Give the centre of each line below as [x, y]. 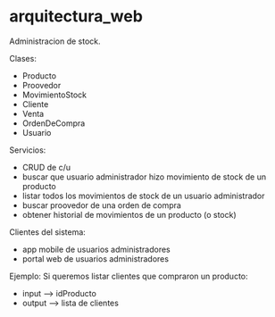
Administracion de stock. [55, 41]
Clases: [23, 58]
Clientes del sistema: [48, 232]
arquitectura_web [76, 17]
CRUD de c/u [46, 167]
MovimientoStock [54, 95]
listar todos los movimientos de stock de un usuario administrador [143, 196]
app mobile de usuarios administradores [96, 249]
